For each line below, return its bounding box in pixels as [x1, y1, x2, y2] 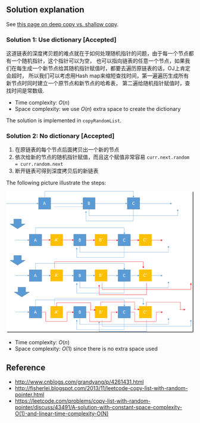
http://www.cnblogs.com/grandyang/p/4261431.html [14, 378, 144, 385]
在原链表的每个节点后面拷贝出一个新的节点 [14, 146, 120, 153]
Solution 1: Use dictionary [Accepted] [6, 35, 117, 44]
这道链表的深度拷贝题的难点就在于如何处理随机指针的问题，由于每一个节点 [6, 50, 189, 57]
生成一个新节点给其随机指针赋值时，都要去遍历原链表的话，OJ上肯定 [21, 65, 190, 72]
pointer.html [14, 391, 45, 399]
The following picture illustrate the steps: [6, 179, 107, 187]
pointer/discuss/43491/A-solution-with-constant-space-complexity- [14, 404, 183, 411]
